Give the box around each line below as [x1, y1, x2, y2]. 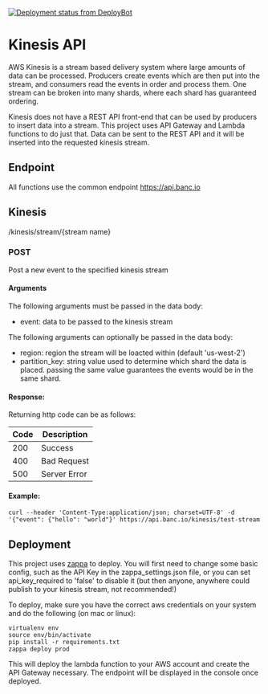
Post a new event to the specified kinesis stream [8, 265, 169, 275]
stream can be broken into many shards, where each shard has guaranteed [8, 88, 257, 97]
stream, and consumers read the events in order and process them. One [8, 79, 247, 88]
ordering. [8, 96, 39, 106]
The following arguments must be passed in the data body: [8, 301, 203, 311]
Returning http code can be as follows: [8, 410, 136, 419]
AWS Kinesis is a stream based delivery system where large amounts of [8, 62, 246, 71]
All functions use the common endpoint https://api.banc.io [8, 182, 201, 192]
